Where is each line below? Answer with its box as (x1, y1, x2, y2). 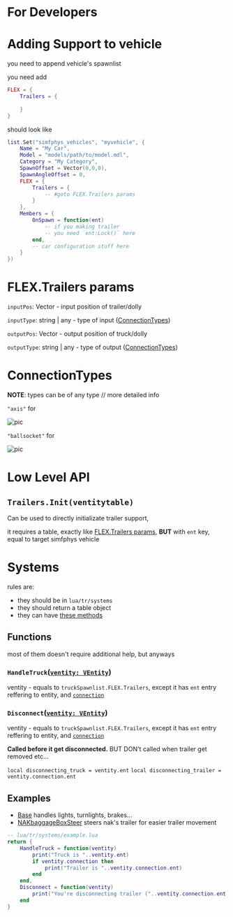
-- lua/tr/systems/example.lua (7, 832, 98, 839)
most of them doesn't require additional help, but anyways (7, 650, 175, 658)
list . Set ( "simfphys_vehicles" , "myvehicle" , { (7, 138, 145, 145)
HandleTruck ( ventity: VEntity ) (7, 667, 112, 677)
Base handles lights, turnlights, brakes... (17, 811, 133, 819)
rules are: (7, 582, 35, 591)
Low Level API (7, 469, 91, 485)
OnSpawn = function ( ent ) (32, 217, 105, 224)
